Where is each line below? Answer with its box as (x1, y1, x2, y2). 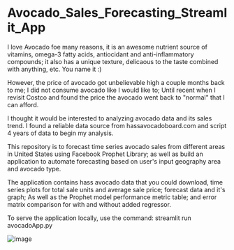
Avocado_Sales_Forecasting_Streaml (7, 5, 228, 21)
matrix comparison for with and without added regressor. (7, 200, 171, 208)
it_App (7, 19, 46, 36)
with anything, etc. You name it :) (7, 65, 102, 73)
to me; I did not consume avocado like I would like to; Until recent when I (7, 86, 216, 94)
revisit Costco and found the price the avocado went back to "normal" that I (7, 93, 225, 102)
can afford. (7, 100, 39, 109)
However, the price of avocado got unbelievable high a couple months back (7, 78, 225, 86)
